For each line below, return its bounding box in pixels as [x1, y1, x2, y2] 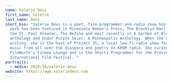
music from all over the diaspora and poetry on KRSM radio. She [10, 45, 153, 50]
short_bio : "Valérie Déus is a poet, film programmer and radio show [5, 21, 157, 27]
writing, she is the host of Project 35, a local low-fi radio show [10, 41, 159, 46]
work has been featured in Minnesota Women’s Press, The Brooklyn [10, 26, 155, 32]
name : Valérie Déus [5, 7, 47, 13]
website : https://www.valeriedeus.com [5, 69, 88, 74]
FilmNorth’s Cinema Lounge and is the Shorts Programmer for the [10, 50, 153, 55]
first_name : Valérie [5, 12, 50, 17]
